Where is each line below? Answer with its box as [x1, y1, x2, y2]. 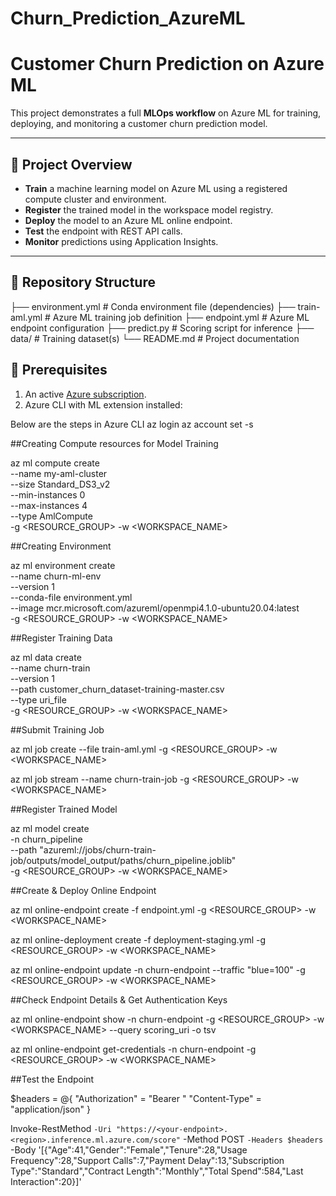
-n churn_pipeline [10, 833, 83, 845]
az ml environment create [10, 559, 116, 571]
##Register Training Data [10, 632, 113, 644]
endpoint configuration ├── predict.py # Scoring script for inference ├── [10, 322, 315, 334]
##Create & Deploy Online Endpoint [10, 884, 157, 896]
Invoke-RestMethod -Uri [10, 1122, 112, 1134]
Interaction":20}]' [10, 1175, 82, 1187]
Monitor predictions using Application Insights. [24, 235, 219, 247]
